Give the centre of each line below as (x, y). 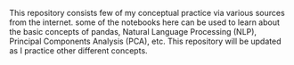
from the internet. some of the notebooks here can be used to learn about (145, 22)
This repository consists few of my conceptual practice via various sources (147, 13)
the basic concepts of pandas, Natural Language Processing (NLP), (133, 32)
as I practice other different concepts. (79, 51)
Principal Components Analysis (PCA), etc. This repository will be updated (145, 41)
